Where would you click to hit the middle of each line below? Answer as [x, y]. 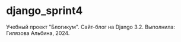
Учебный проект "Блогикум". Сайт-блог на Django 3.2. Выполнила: [90, 27]
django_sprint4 [45, 11]
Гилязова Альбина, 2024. [38, 33]
